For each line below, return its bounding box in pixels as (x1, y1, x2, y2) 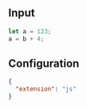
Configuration (8, 56, 80, 70)
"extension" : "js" (15, 85, 77, 94)
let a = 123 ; (8, 27, 52, 35)
